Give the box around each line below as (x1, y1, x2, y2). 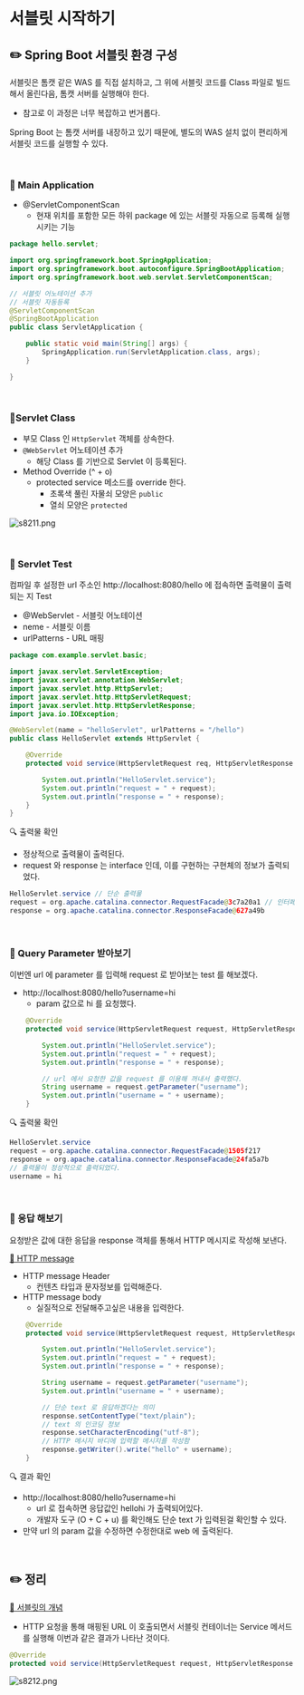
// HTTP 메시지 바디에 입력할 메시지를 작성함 (42, 1437, 190, 1446)
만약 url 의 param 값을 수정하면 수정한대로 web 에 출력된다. (22, 1525, 233, 1536)
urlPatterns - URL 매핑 (22, 633, 105, 644)
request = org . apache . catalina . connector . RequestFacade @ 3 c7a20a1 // (9, 898, 273, 907)
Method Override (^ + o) (22, 466, 113, 477)
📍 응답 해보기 (9, 1212, 63, 1225)
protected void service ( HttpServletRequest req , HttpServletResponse (25, 759, 294, 769)
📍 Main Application (9, 179, 95, 191)
